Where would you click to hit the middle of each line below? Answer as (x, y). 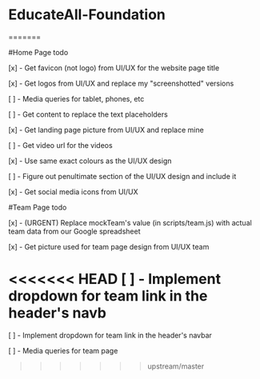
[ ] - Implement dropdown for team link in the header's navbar (110, 335)
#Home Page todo (38, 52)
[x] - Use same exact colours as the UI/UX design (90, 161)
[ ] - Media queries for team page (63, 350)
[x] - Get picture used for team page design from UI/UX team (109, 246)
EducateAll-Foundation (87, 15)
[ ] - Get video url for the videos (61, 145)
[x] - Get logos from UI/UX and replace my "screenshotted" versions (121, 83)
